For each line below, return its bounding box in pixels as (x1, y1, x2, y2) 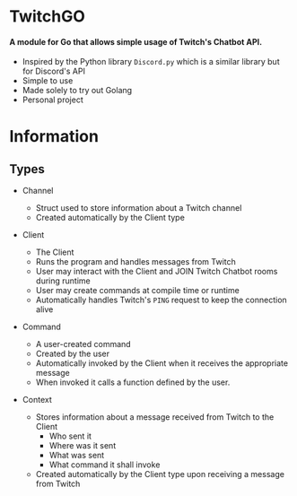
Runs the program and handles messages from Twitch (35, 257, 236, 267)
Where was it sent (48, 440, 117, 451)
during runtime (35, 275, 92, 286)
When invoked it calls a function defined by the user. (35, 377, 231, 387)
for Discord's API (22, 65, 85, 77)
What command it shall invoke (48, 459, 161, 470)
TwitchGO (9, 6, 85, 27)
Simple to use (22, 75, 74, 86)
